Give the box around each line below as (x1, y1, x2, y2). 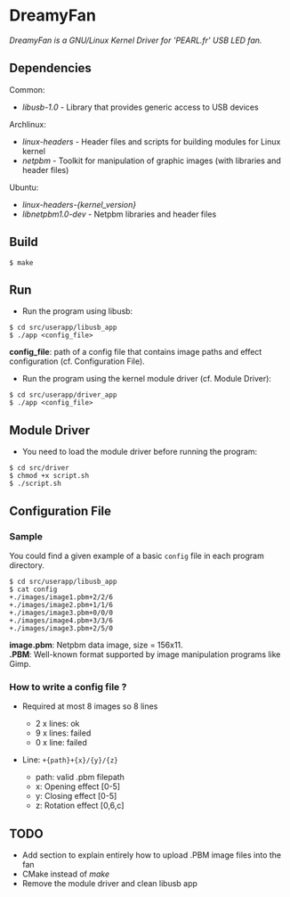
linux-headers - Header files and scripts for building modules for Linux (21, 136, 281, 147)
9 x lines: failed (35, 728, 92, 738)
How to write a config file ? (9, 680, 127, 693)
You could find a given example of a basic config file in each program (9, 550, 264, 561)
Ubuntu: (9, 182, 39, 193)
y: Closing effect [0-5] (35, 791, 117, 802)
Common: (9, 84, 45, 95)
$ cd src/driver (9, 464, 69, 473)
